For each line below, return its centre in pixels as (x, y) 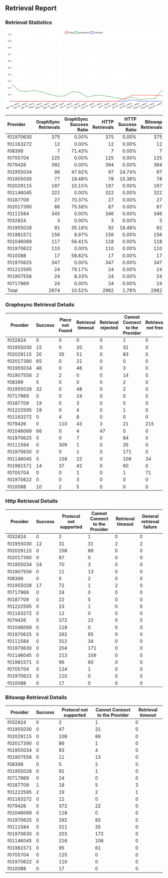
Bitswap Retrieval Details (36, 697)
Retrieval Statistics (29, 23)
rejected (109, 328)
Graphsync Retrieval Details (40, 305)
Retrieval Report (31, 8)
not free (155, 328)
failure (150, 527)
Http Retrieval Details (31, 501)
